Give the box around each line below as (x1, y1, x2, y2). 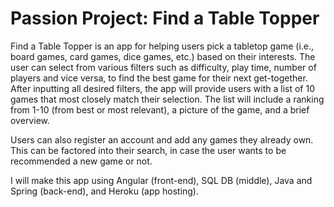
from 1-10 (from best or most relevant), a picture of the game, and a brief (10, 103, 310, 116)
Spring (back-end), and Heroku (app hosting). (10, 185, 200, 197)
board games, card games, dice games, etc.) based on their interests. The (10, 50, 316, 62)
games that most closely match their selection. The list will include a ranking (10, 93, 325, 105)
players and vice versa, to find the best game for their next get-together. (10, 72, 308, 84)
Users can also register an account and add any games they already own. (10, 133, 314, 146)
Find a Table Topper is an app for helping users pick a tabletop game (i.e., (10, 40, 315, 52)
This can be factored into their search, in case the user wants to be (10, 144, 287, 156)
